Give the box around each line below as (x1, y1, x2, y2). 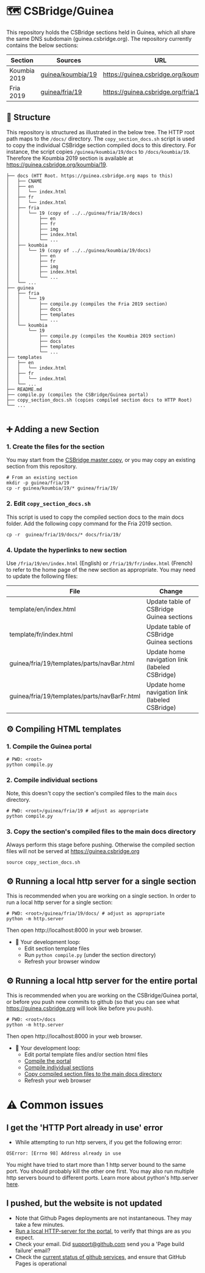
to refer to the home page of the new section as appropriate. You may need (6, 566, 196, 574)
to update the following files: (6, 572, 78, 580)
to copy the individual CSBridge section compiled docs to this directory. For (6, 141, 196, 149)
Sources (56, 56, 81, 64)
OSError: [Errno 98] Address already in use (6, 1150, 121, 1156)
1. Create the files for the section (6, 442, 105, 451)
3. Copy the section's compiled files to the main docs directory (6, 827, 196, 835)
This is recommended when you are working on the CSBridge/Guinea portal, (6, 992, 198, 999)
